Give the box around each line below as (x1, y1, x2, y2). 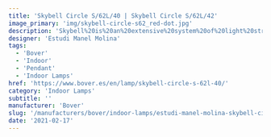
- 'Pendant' (15, 64, 56, 73)
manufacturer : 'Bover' (8, 102, 85, 110)
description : (8, 27, 52, 35)
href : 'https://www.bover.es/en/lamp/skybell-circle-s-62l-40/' (8, 79, 229, 87)
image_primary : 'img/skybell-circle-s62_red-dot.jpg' (8, 19, 194, 27)
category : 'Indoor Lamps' (8, 86, 95, 95)
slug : (8, 110, 27, 118)
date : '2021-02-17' (8, 117, 74, 125)
